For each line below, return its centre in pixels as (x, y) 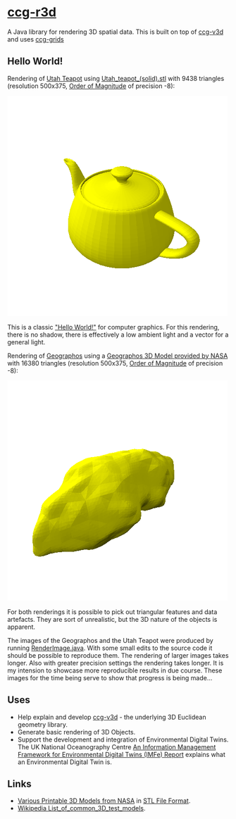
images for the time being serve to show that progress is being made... (110, 677)
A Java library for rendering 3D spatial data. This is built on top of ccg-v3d (116, 32)
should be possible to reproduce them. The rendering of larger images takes (118, 655)
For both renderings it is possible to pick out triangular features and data (112, 612)
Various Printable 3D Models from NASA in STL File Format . (104, 801)
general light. (26, 342)
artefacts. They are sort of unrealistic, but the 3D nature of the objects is (112, 619)
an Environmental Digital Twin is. (65, 762)
